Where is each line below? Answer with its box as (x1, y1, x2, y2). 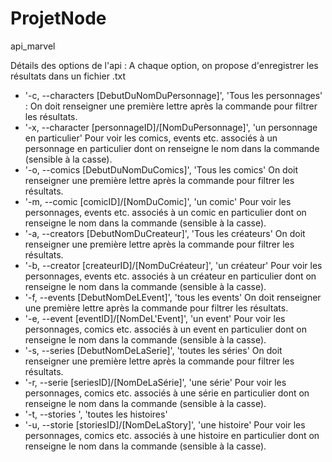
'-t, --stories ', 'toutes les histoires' (24, 408, 168, 420)
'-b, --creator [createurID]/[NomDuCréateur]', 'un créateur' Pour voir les (24, 259, 323, 271)
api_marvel (10, 40, 56, 52)
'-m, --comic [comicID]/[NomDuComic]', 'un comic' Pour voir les (24, 195, 292, 207)
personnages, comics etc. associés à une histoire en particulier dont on (24, 429, 320, 441)
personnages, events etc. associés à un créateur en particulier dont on (24, 270, 317, 282)
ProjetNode (10, 7, 107, 30)
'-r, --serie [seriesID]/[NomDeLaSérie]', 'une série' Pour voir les (24, 376, 287, 388)
